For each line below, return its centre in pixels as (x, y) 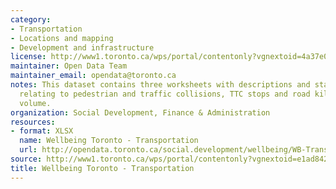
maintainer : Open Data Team (69, 66)
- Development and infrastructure (82, 47)
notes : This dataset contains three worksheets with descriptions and (160, 85)
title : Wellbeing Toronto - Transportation (102, 168)
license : (28, 57)
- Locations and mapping (62, 38)
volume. (35, 103)
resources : (33, 122)
